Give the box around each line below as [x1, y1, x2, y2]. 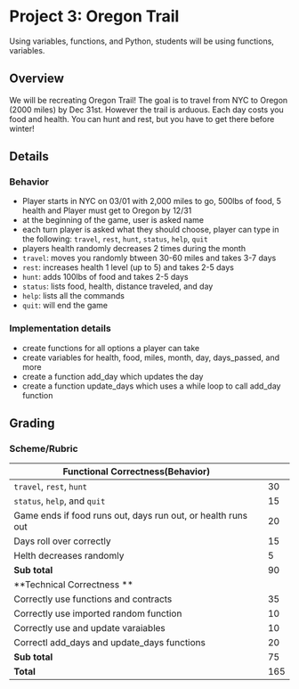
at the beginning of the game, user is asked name [21, 215, 205, 226]
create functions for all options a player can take [21, 342, 200, 353]
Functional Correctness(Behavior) [62, 465, 211, 478]
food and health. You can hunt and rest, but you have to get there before [9, 113, 275, 124]
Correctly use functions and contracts [13, 593, 173, 605]
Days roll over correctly [13, 535, 111, 547]
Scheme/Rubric [9, 443, 78, 455]
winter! [9, 123, 36, 134]
